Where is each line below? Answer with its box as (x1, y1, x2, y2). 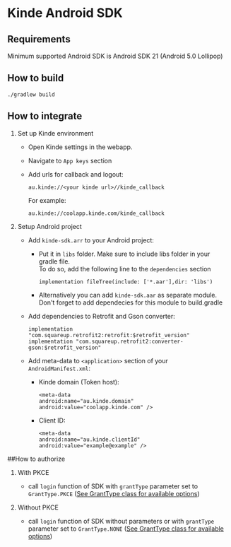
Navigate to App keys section (28, 156, 112, 165)
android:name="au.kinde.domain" (38, 397, 134, 404)
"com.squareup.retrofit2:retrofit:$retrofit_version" (28, 331, 190, 339)
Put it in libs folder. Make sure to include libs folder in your (38, 249, 211, 258)
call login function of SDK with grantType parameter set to (28, 482, 199, 490)
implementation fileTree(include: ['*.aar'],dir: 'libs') (38, 278, 213, 286)
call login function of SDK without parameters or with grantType (28, 517, 215, 525)
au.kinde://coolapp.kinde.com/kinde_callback (28, 210, 165, 217)
